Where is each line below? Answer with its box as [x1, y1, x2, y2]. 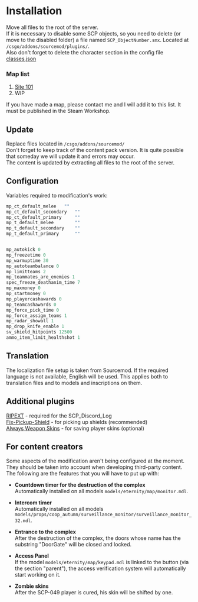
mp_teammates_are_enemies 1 [6, 274, 75, 280]
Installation [6, 4, 62, 18]
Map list [6, 70, 29, 78]
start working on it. [14, 571, 61, 578]
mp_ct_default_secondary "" [6, 209, 81, 215]
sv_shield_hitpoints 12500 [6, 329, 72, 335]
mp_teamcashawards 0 [6, 302, 57, 308]
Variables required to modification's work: [6, 192, 108, 199]
